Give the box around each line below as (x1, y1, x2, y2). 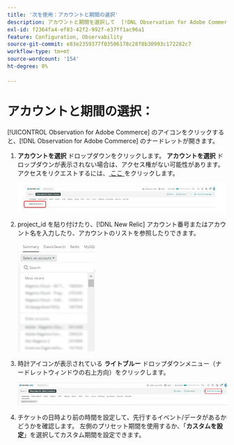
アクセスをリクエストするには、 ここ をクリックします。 (17, 168, 179, 177)
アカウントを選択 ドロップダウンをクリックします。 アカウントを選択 (17, 151, 216, 160)
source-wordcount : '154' (7, 56, 79, 63)
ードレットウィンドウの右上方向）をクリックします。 (17, 367, 170, 377)
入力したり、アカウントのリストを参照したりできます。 (41, 228, 200, 237)
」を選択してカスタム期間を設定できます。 (23, 430, 145, 439)
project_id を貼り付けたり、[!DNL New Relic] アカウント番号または (17, 220, 208, 228)
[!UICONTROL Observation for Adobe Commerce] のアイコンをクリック (7, 128, 212, 136)
